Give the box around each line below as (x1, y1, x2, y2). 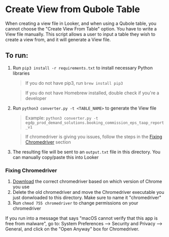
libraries (12, 70, 30, 76)
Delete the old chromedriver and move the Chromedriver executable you (12, 189, 164, 195)
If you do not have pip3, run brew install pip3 (25, 80, 123, 86)
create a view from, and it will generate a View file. (5, 37, 111, 43)
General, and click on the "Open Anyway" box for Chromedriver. (5, 226, 140, 232)
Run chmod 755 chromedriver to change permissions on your (12, 200, 139, 206)
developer (25, 95, 47, 101)
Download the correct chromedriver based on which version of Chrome (12, 179, 162, 185)
